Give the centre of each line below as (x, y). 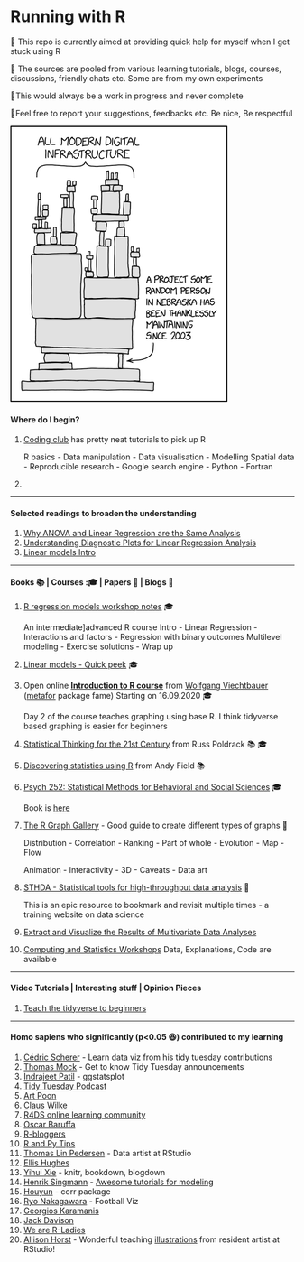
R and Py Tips (49, 1143)
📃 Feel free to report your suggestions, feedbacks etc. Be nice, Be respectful (152, 113)
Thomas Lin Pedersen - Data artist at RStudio (107, 1153)
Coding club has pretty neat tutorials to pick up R (115, 440)
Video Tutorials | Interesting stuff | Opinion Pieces (106, 988)
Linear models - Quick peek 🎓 (81, 664)
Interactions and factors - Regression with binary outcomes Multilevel (152, 636)
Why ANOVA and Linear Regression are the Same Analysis (132, 534)
